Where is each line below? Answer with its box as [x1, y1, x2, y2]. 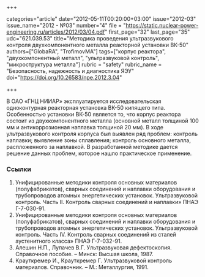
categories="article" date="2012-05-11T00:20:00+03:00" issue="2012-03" [6, 15, 196, 22]
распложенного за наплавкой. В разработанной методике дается [6, 143, 178, 150]
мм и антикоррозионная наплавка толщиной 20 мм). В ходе [6, 124, 164, 131]
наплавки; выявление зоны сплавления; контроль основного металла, [6, 137, 191, 144]
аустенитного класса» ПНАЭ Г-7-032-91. [15, 237, 122, 245]
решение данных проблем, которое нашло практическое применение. [6, 150, 192, 157]
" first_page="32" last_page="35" [105, 28, 190, 36]
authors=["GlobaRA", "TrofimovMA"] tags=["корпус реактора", [6, 48, 166, 55]
